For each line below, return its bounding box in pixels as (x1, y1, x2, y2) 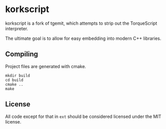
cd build (5, 77, 24, 83)
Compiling (5, 50, 39, 58)
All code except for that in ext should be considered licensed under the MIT (5, 113, 161, 119)
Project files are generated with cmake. (5, 63, 86, 69)
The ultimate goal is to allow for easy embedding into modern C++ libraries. (5, 35, 161, 41)
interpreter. (5, 25, 29, 31)
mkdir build (5, 73, 30, 78)
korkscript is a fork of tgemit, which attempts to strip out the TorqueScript (5, 20, 157, 26)
